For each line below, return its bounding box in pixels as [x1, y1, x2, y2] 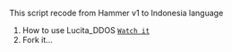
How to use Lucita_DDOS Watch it [21, 25, 150, 35]
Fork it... [21, 35, 54, 45]
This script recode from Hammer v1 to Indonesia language [9, 8, 224, 18]
